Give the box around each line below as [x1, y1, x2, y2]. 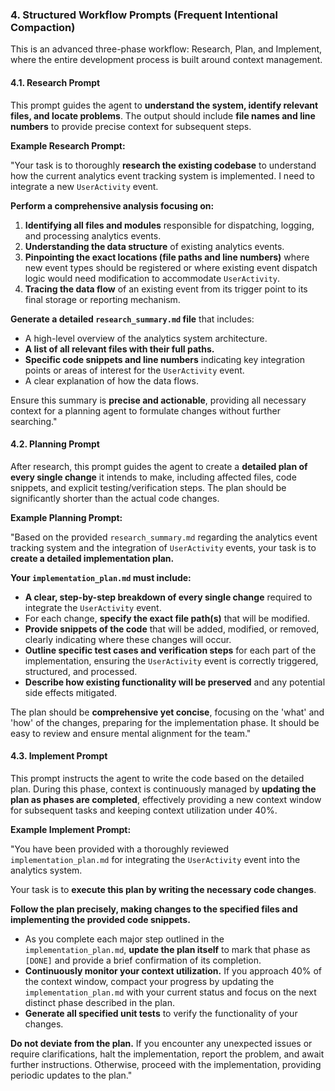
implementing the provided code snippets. [10, 913, 191, 925]
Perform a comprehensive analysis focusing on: [10, 199, 215, 212]
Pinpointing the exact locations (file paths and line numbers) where [24, 251, 310, 263]
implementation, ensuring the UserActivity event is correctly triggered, [24, 654, 319, 667]
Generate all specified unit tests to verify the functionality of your [24, 1007, 298, 1019]
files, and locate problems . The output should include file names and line [10, 109, 316, 122]
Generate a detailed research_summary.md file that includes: [10, 313, 255, 325]
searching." [10, 415, 58, 427]
